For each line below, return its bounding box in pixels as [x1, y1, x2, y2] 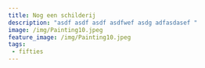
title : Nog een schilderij [8, 11, 96, 20]
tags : [8, 41, 26, 48]
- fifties [11, 48, 44, 55]
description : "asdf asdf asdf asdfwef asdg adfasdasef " [8, 19, 198, 27]
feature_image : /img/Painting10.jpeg [8, 33, 131, 41]
